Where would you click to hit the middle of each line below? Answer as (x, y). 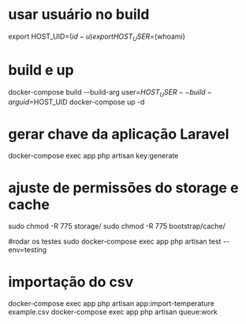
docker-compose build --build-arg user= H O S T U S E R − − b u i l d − (110, 93)
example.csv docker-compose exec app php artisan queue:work (113, 312)
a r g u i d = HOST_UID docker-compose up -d (76, 102)
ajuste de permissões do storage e (123, 188)
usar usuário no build (79, 15)
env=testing (28, 250)
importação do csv (71, 282)
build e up (41, 70)
